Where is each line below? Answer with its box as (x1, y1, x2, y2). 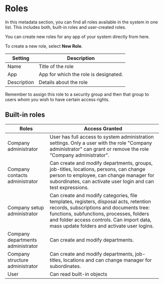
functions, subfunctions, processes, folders (49, 210, 149, 217)
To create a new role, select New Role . (5, 43, 83, 49)
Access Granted (83, 125, 123, 132)
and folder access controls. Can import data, (49, 216, 152, 223)
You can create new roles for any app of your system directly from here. (5, 34, 150, 40)
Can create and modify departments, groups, (49, 160, 153, 166)
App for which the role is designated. (39, 71, 123, 78)
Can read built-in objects (49, 270, 107, 277)
